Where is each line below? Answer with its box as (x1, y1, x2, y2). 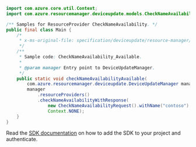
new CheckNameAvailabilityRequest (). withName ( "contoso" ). (47, 103, 192, 108)
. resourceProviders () (37, 92, 90, 98)
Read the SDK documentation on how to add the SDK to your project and (6, 129, 181, 136)
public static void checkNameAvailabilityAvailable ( (16, 76, 148, 82)
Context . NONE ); (47, 108, 85, 114)
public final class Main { (6, 27, 72, 33)
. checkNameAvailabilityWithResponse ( (37, 97, 129, 103)
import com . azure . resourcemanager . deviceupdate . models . (6, 10, 145, 17)
